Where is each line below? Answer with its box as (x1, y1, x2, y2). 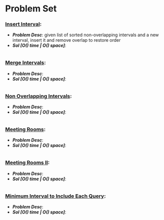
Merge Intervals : (5, 59, 46, 66)
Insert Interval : (5, 21, 42, 28)
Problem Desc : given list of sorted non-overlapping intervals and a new (12, 32, 159, 38)
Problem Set (5, 3, 57, 14)
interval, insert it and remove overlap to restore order (12, 37, 121, 43)
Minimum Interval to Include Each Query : (5, 192, 106, 199)
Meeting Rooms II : (5, 159, 50, 166)
